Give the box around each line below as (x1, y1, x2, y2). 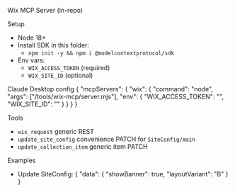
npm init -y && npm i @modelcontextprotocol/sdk (28, 50, 175, 57)
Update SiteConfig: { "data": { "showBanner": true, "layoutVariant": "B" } (17, 170, 229, 178)
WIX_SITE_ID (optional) (28, 71, 93, 79)
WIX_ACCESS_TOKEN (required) (28, 64, 110, 72)
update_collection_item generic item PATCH (17, 142, 148, 151)
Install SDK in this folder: (17, 41, 90, 49)
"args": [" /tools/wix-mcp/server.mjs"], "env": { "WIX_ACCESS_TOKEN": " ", (7, 92, 224, 101)
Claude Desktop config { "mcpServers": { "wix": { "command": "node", (7, 85, 214, 93)
